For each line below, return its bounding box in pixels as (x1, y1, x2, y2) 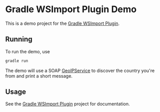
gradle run (5, 58, 28, 63)
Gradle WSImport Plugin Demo (5, 4, 137, 15)
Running (5, 35, 33, 44)
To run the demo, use (5, 48, 50, 54)
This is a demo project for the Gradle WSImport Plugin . (5, 20, 120, 26)
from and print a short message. (5, 72, 73, 79)
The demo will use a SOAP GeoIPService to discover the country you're (5, 67, 155, 73)
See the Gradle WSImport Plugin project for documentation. (5, 101, 130, 107)
